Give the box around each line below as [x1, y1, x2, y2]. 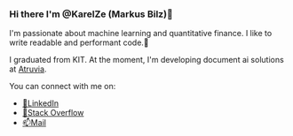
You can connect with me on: [9, 81, 116, 92]
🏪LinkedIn [21, 98, 59, 109]
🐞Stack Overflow [21, 108, 84, 118]
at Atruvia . [9, 64, 47, 74]
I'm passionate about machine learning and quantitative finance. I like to [9, 28, 273, 39]
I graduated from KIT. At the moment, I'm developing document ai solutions [9, 55, 284, 65]
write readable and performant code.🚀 [9, 37, 149, 48]
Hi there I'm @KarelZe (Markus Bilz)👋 [9, 8, 173, 20]
